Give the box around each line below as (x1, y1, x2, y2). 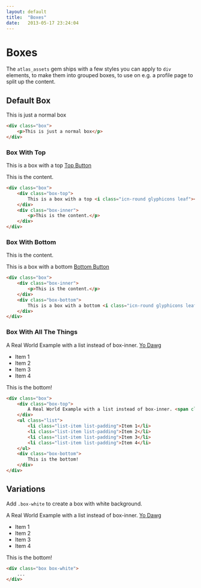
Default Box (6, 95, 51, 105)
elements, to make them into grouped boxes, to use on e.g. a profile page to (6, 72, 193, 79)
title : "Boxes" (6, 14, 47, 20)
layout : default (6, 8, 47, 15)
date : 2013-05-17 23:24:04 (6, 20, 79, 26)
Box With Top (6, 148, 46, 156)
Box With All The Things (6, 328, 78, 336)
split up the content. (6, 78, 56, 86)
